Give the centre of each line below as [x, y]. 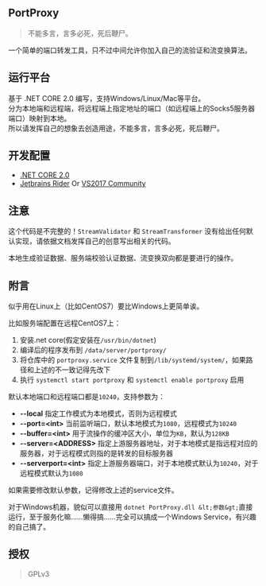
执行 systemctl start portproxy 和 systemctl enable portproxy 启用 [132, 380]
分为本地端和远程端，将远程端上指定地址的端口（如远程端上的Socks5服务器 [132, 108]
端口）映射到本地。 [40, 118]
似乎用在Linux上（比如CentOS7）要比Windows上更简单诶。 [106, 306]
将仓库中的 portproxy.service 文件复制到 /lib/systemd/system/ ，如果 [133, 360]
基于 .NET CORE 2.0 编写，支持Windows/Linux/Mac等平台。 [107, 98]
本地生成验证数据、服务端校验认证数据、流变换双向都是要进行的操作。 [123, 258]
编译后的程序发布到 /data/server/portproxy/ [93, 350]
